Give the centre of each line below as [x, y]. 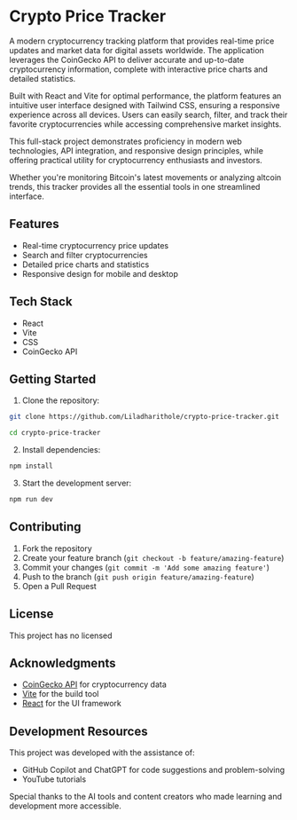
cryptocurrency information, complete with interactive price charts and [139, 69]
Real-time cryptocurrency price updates [95, 245]
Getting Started [53, 379]
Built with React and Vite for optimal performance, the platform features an [145, 96]
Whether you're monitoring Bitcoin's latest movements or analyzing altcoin [145, 177]
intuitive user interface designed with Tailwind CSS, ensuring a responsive [145, 105]
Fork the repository [57, 548]
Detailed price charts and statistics [86, 264]
